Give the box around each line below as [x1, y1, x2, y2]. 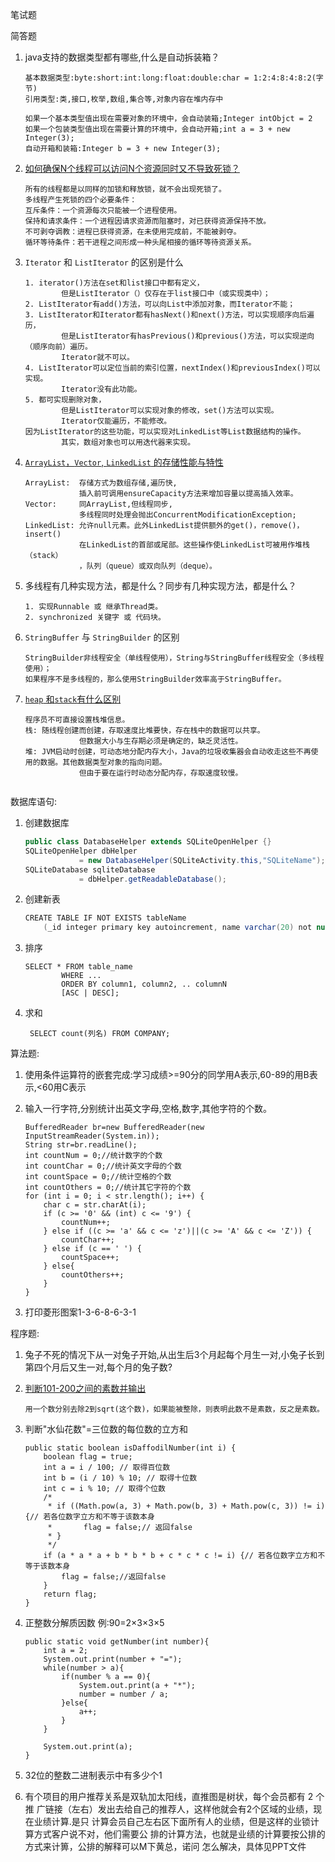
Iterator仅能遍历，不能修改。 [61, 416, 168, 426]
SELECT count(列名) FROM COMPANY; [29, 1029, 171, 1039]
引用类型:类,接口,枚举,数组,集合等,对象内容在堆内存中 [24, 94, 224, 104]
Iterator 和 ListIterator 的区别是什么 [24, 256, 184, 268]
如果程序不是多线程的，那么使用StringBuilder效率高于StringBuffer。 [24, 674, 287, 684]
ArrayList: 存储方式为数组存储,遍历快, [24, 478, 178, 488]
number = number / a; [78, 1689, 169, 1700]
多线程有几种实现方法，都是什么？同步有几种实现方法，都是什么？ [24, 580, 297, 592]
